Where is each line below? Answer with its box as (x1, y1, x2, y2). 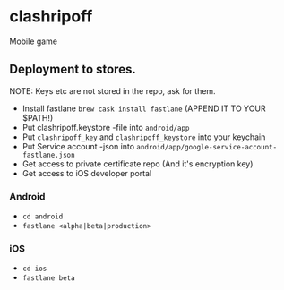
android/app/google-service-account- (136, 142, 278, 151)
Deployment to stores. (9, 62, 136, 77)
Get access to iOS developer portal (22, 167, 152, 178)
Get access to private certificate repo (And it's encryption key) (22, 158, 254, 169)
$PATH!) (22, 112, 54, 123)
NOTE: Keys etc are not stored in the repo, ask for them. (9, 85, 217, 96)
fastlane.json (22, 150, 75, 159)
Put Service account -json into (22, 141, 135, 151)
